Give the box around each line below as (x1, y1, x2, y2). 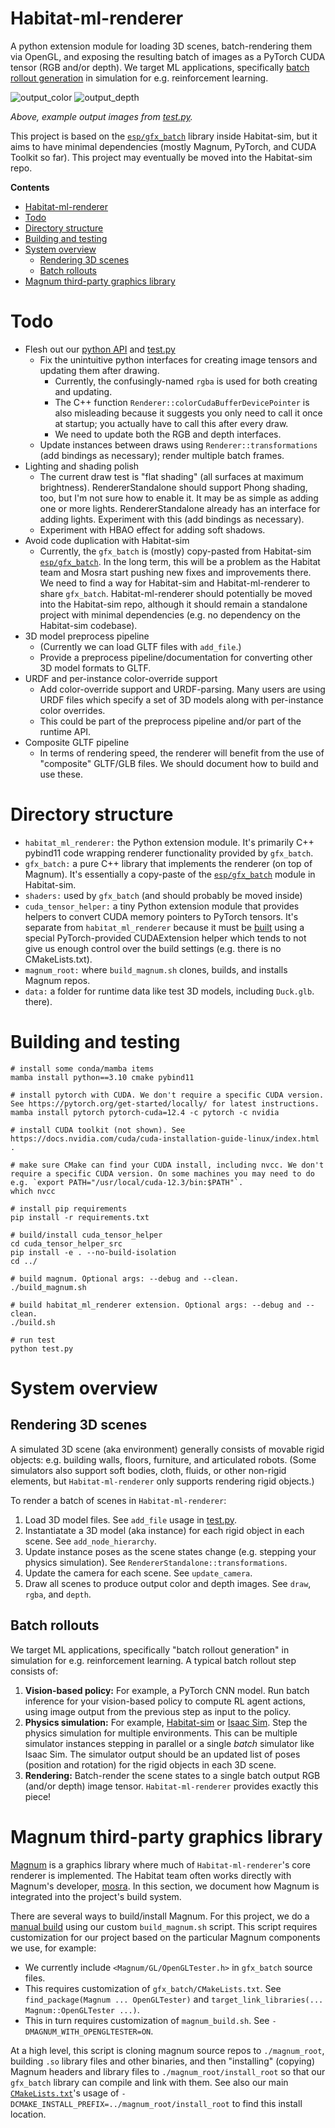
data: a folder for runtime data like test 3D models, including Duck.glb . (24, 985, 315, 997)
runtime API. (39, 725, 92, 737)
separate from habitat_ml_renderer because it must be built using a (24, 921, 305, 933)
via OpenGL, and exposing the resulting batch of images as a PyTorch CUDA (10, 50, 326, 62)
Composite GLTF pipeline (24, 736, 130, 748)
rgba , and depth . (24, 1588, 92, 1600)
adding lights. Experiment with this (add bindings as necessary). (39, 513, 305, 525)
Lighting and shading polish (24, 460, 140, 472)
